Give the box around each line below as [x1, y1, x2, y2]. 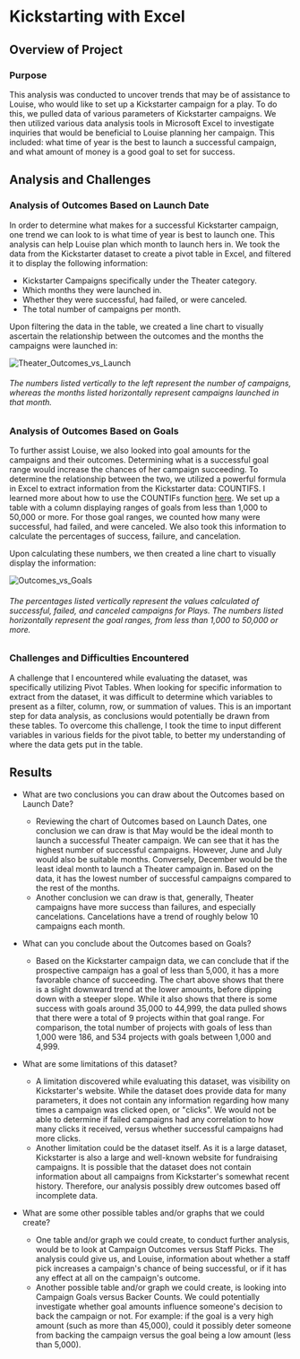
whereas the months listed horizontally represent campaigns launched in [9, 387, 279, 398]
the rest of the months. [35, 882, 121, 893]
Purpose [9, 69, 47, 82]
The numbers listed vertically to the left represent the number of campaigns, [9, 378, 292, 389]
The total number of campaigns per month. [21, 303, 182, 315]
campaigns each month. [35, 921, 125, 931]
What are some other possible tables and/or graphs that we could [21, 1208, 265, 1218]
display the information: [9, 558, 97, 568]
